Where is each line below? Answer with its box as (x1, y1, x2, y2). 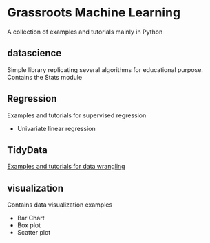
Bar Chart (17, 214, 45, 222)
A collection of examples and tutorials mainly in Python (7, 27, 163, 36)
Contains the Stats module (7, 73, 83, 81)
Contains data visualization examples (7, 200, 113, 209)
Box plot (17, 221, 41, 229)
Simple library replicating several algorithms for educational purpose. (7, 65, 203, 73)
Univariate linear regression (17, 124, 96, 132)
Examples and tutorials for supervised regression (7, 111, 147, 119)
